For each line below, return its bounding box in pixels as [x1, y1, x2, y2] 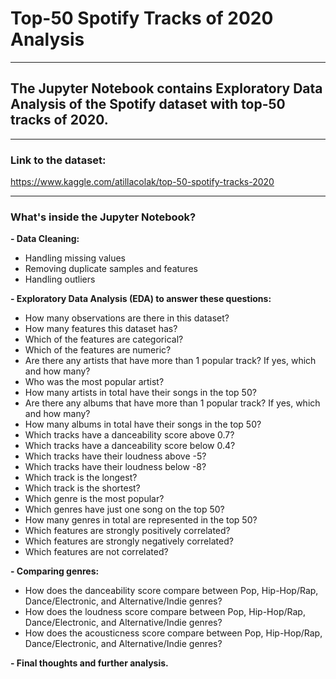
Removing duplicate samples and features [24, 263, 198, 275]
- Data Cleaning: [10, 233, 80, 245]
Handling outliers [24, 273, 96, 286]
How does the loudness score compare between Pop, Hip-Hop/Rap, [24, 606, 306, 618]
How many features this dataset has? [24, 323, 178, 335]
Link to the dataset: [10, 153, 107, 167]
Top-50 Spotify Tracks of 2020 [10, 7, 274, 30]
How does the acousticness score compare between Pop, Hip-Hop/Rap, [24, 627, 323, 639]
